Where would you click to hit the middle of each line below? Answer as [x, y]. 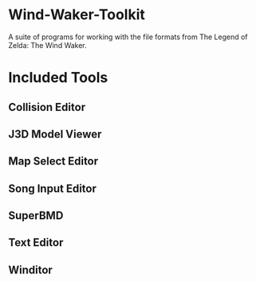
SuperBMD [36, 216]
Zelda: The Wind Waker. [48, 45]
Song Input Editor [53, 188]
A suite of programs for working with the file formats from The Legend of [128, 37]
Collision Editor [47, 107]
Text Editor [36, 242]
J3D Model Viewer [55, 134]
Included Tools [58, 78]
